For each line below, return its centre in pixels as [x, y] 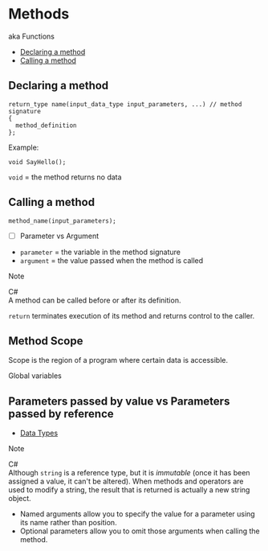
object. [20, 499]
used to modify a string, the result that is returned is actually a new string [129, 490]
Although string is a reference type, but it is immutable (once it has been [129, 473]
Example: [24, 147]
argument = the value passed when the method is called [112, 260]
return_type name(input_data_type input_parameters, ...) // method [125, 104]
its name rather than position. [69, 523]
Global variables [35, 376]
